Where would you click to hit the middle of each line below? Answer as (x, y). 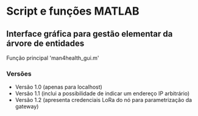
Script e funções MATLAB (73, 11)
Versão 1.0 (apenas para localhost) (58, 87)
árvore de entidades (45, 43)
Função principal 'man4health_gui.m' (53, 58)
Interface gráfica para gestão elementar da (90, 34)
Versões (19, 73)
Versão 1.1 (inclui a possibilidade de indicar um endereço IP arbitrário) (102, 93)
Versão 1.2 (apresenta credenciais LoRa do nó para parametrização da (104, 100)
